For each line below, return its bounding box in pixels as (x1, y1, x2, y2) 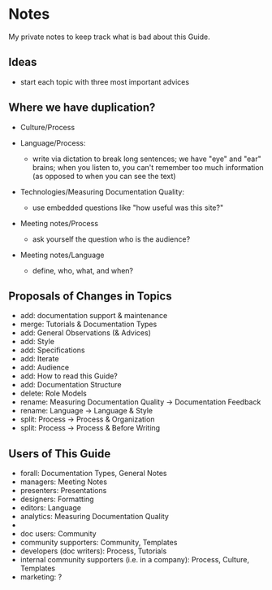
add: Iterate (19, 354, 59, 364)
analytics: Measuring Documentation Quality (19, 512, 169, 522)
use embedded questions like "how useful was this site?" (32, 203, 224, 212)
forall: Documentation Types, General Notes (19, 469, 167, 479)
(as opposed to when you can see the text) (32, 171, 176, 181)
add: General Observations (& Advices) (19, 328, 152, 338)
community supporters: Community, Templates (19, 538, 178, 548)
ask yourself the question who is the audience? (32, 234, 191, 244)
